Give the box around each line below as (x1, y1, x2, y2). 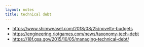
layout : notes (5, 7, 35, 12)
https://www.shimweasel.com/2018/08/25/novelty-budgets (12, 25, 133, 31)
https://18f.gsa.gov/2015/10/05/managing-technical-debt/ (12, 36, 129, 42)
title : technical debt (5, 12, 52, 17)
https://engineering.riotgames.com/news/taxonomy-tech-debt (12, 31, 139, 37)
